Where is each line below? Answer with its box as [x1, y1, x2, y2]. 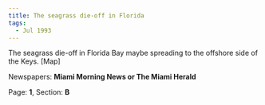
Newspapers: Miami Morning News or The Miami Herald [8, 72, 197, 82]
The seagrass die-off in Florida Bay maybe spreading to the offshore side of [8, 49, 258, 58]
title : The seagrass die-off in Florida [8, 11, 145, 20]
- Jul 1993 [15, 26, 52, 34]
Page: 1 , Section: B [8, 87, 70, 97]
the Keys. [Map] [8, 56, 61, 66]
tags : [8, 19, 26, 27]
